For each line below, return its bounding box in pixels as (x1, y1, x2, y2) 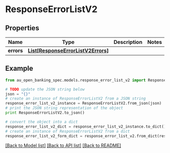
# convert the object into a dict (5, 119, 78, 124)
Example (5, 64, 33, 73)
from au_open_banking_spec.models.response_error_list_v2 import (5, 77, 146, 83)
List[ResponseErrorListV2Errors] (27, 47, 109, 54)
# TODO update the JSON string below (5, 87, 85, 92)
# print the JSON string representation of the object (5, 106, 123, 111)
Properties (5, 24, 39, 32)
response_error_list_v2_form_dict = (5, 133, 82, 138)
